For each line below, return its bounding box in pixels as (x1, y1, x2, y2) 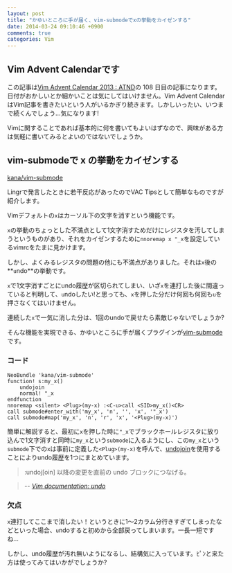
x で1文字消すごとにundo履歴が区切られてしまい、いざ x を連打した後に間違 (7, 281, 219, 290)
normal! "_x (19, 390, 54, 397)
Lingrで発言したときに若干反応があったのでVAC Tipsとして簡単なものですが (7, 188, 224, 196)
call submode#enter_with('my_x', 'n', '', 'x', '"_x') (7, 408, 169, 416)
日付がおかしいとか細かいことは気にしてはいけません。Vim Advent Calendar (7, 91, 225, 100)
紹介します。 (7, 196, 44, 204)
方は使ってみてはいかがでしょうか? (7, 558, 107, 567)
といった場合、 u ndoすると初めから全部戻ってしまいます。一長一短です (12, 526, 215, 534)
